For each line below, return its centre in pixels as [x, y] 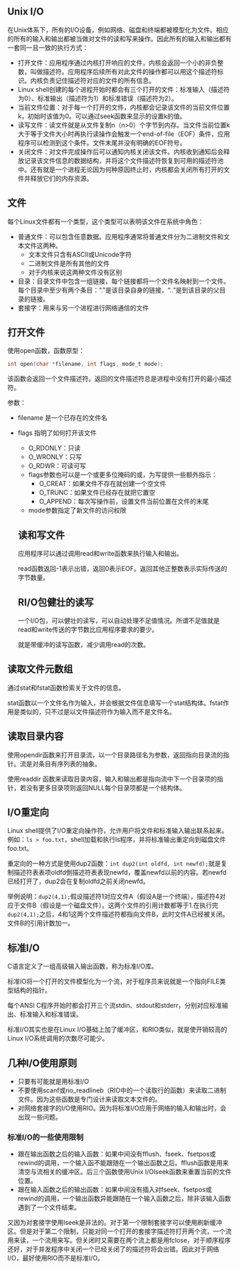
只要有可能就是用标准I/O [53, 1081]
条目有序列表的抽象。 [69, 764]
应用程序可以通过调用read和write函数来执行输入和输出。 [100, 554]
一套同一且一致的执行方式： [48, 47]
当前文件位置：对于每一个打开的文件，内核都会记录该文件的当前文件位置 [123, 107]
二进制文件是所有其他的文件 [69, 263]
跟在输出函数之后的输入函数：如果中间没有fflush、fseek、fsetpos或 [117, 1154]
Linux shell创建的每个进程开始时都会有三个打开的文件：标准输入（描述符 [123, 89]
